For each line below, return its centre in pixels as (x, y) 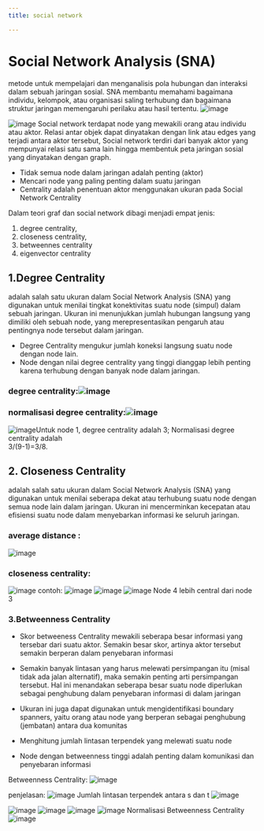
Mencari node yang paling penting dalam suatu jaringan (110, 181)
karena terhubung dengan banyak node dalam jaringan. (110, 371)
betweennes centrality (56, 244)
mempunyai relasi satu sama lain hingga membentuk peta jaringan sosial (126, 149)
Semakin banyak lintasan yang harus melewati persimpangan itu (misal (134, 669)
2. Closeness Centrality (67, 471)
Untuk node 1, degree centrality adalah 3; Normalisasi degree (135, 430)
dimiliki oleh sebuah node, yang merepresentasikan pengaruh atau (116, 322)
